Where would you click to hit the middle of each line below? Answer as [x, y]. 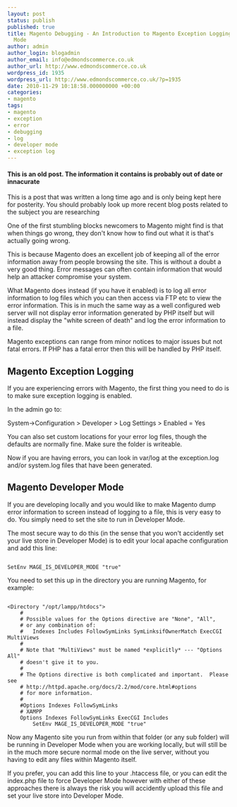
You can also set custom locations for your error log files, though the [107, 437]
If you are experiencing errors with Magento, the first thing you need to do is [118, 388]
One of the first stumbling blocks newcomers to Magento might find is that [115, 226]
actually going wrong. [39, 241]
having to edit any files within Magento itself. [72, 759]
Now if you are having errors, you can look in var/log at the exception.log [113, 458]
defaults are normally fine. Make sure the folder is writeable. [95, 444]
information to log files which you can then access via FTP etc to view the [115, 298]
